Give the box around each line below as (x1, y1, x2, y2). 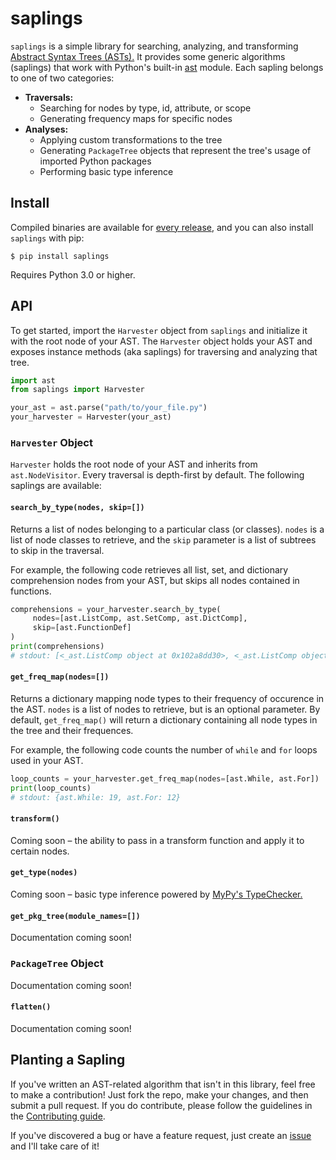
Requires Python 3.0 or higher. (10, 268, 136, 281)
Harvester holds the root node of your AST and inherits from (10, 458, 258, 471)
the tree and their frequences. (10, 725, 134, 737)
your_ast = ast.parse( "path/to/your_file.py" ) (10, 403, 208, 413)
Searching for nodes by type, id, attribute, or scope (39, 102, 252, 114)
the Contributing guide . (10, 1110, 106, 1122)
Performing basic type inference (39, 165, 174, 177)
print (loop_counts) (10, 783, 92, 793)
